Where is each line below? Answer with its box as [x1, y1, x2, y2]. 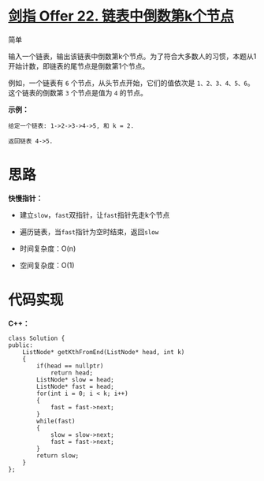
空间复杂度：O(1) [19, 260, 75, 270]
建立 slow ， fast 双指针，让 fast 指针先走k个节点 [19, 210, 170, 219]
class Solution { [8, 334, 65, 342]
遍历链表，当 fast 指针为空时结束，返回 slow [19, 226, 159, 237]
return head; [50, 368, 93, 377]
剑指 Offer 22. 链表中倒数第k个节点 [8, 7, 235, 25]
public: [8, 341, 34, 349]
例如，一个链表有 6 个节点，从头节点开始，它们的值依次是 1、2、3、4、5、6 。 [8, 78, 255, 88]
